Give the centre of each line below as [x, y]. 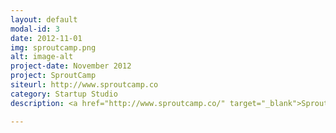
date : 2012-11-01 [46, 38]
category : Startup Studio [64, 94]
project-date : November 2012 [71, 66]
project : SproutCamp [53, 76]
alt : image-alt [42, 57]
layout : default [44, 19]
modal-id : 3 [35, 29]
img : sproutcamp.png [53, 47]
